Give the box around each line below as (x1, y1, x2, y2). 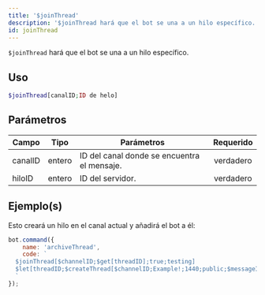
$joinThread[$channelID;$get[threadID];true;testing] (15, 258, 196, 266)
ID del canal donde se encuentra (79, 150, 200, 161)
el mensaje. (79, 159, 122, 170)
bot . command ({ (8, 236, 55, 244)
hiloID (12, 173, 34, 184)
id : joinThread (8, 26, 58, 34)
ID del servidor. (79, 173, 136, 184)
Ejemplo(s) (8, 200, 63, 213)
